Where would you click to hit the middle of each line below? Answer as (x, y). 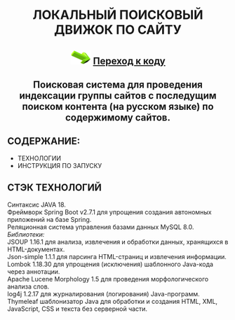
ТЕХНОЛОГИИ (39, 158)
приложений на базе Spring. (49, 219)
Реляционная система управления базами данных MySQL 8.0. (101, 227)
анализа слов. (28, 286)
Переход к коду (129, 61)
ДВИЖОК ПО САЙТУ (118, 30)
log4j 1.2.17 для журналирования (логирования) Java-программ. (103, 293)
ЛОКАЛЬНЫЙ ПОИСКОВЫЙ (118, 15)
